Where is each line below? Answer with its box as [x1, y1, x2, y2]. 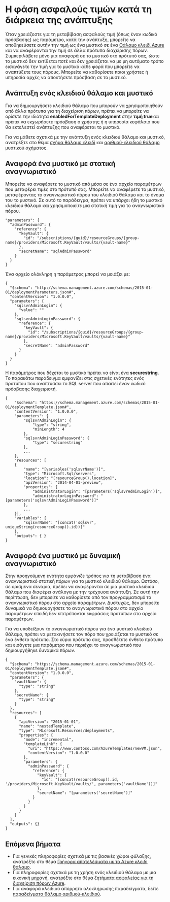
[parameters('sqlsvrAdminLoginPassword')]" [5, 497, 99, 503]
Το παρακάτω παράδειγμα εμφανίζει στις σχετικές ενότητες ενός [5, 375, 145, 381]
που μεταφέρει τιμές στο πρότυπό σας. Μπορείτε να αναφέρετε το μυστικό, [5, 186, 165, 192]
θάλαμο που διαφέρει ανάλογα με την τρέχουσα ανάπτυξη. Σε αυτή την [5, 589, 159, 595]
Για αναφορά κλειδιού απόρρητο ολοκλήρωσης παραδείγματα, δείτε [12, 886, 159, 892]
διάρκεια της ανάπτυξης [5, 14, 113, 26]
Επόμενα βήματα [5, 840, 61, 848]
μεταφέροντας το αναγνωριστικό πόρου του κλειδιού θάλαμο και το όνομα [5, 191, 164, 197]
